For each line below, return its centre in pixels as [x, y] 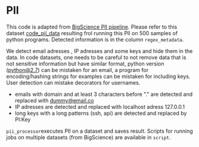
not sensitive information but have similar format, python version [85, 64]
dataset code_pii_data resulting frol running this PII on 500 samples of [92, 33]
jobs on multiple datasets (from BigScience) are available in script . [88, 137]
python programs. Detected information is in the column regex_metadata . [95, 39]
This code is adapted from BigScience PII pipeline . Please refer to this [92, 27]
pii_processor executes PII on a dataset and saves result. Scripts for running [100, 131]
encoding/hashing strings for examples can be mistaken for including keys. [98, 76]
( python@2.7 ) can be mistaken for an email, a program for [77, 70]
